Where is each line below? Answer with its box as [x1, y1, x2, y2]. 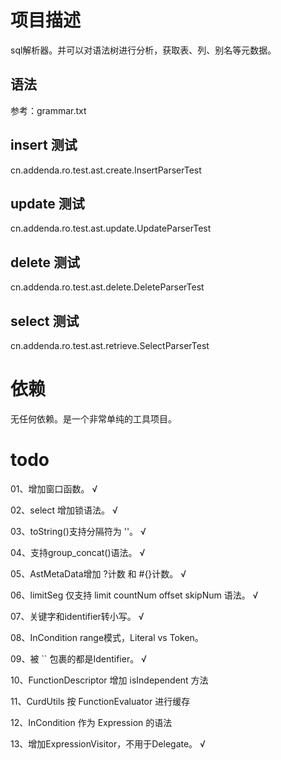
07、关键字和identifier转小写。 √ [10, 610, 145, 622]
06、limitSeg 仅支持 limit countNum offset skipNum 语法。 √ [10, 589, 259, 601]
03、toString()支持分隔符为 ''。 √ [10, 525, 147, 537]
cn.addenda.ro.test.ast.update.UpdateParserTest [10, 222, 212, 235]
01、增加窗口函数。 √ [10, 482, 98, 495]
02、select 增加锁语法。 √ [10, 504, 118, 516]
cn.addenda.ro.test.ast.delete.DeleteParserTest [10, 281, 205, 293]
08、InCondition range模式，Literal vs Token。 [10, 631, 204, 643]
